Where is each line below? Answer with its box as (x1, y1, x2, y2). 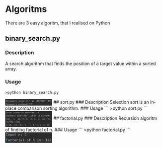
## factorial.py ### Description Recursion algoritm (53, 115, 158, 121)
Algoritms (5, 3, 47, 15)
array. (5, 66, 17, 72)
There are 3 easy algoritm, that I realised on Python (5, 20, 110, 26)
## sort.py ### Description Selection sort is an (53, 99, 149, 105)
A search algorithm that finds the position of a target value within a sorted (5, 61, 156, 67)
